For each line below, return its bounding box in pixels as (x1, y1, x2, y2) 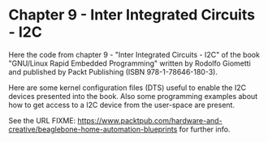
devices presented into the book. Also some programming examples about (8, 91, 258, 101)
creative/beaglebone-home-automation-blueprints (8, 124, 178, 134)
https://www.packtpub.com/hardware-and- (77, 115, 223, 125)
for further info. (179, 124, 231, 134)
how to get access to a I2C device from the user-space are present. (8, 100, 236, 110)
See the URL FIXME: (8, 115, 76, 125)
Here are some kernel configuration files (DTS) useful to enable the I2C (8, 83, 246, 93)
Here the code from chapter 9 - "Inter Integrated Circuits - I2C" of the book (8, 49, 260, 59)
